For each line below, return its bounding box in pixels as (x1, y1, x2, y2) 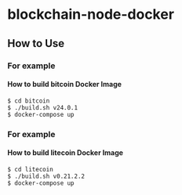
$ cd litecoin (7, 165, 54, 173)
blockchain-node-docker (7, 5, 174, 23)
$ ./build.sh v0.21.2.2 (7, 172, 86, 180)
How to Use (7, 37, 65, 50)
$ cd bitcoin (7, 96, 50, 105)
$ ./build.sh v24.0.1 (7, 103, 78, 111)
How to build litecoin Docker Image (7, 148, 123, 157)
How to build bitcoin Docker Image (7, 80, 122, 89)
